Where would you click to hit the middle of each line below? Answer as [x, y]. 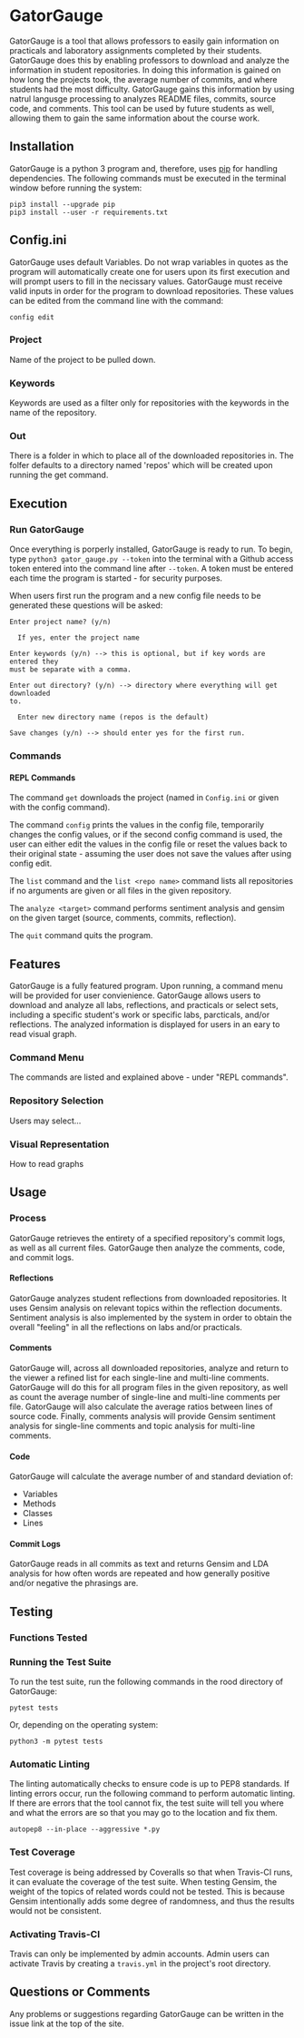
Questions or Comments [80, 1992]
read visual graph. [43, 1034]
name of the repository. [53, 413]
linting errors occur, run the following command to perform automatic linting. [152, 1794]
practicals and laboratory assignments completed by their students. [136, 50]
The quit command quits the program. [81, 936]
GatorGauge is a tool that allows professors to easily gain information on [144, 41]
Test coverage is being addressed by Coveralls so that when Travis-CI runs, [151, 1872]
